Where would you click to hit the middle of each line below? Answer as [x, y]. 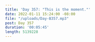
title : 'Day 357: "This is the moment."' [48, 9]
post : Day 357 [20, 23]
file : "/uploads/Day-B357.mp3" [37, 18]
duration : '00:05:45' [27, 28]
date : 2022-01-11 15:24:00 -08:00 [40, 14]
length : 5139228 [22, 32]
